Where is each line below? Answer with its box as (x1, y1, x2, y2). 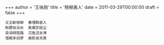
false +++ (5, 10, 25, 16)
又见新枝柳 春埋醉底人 (5, 20, 47, 25)
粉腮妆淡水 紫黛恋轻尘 (5, 25, 47, 30)
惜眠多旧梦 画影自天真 (5, 36, 47, 41)
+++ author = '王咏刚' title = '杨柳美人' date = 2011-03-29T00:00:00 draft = (5, 4, 160, 10)
